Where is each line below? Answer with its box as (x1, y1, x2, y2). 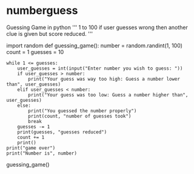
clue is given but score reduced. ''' (6, 30, 93, 37)
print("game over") (6, 145, 56, 151)
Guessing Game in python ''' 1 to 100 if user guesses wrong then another (6, 24, 188, 31)
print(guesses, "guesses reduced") (17, 129, 107, 135)
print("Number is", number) (6, 150, 78, 156)
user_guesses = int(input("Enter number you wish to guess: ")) (17, 65, 183, 72)
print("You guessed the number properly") (28, 107, 137, 114)
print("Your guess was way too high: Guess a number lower (28, 76, 181, 82)
